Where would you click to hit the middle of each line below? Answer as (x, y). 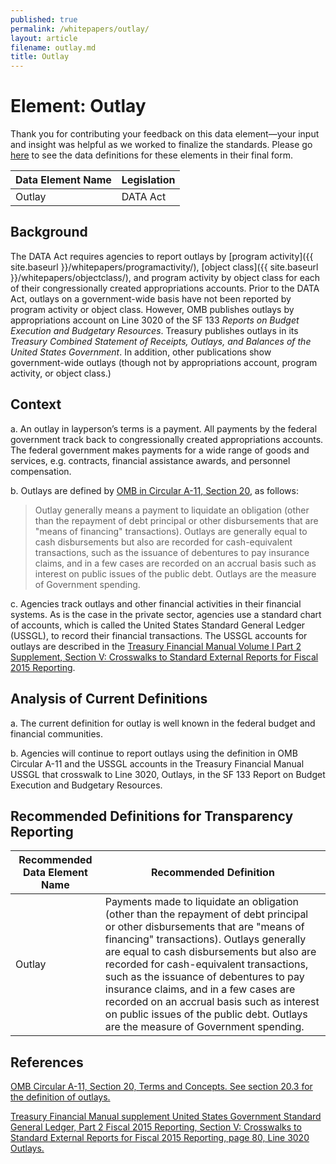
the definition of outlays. (60, 1097)
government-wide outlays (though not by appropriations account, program (164, 362)
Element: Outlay (78, 106)
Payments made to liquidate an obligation (201, 902)
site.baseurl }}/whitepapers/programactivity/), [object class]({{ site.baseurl (164, 267)
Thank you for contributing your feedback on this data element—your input (165, 134)
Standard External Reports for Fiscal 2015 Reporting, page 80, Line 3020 (160, 1138)
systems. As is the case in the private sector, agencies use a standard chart (166, 614)
